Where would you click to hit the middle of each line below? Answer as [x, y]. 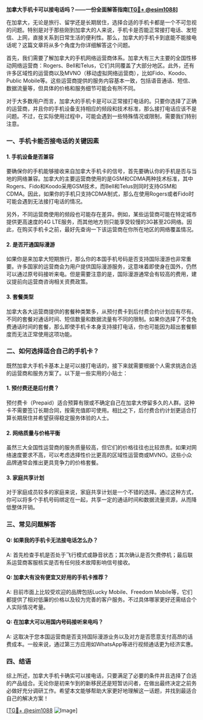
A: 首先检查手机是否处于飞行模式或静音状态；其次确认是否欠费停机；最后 [97, 555]
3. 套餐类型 [20, 297]
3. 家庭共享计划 [25, 477]
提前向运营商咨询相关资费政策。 [51, 282]
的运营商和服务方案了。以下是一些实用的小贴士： [67, 373]
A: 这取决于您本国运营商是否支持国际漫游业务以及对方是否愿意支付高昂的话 [100, 636]
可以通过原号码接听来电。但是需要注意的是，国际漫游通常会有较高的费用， [99, 274]
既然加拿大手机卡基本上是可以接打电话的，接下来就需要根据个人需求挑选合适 [101, 365]
